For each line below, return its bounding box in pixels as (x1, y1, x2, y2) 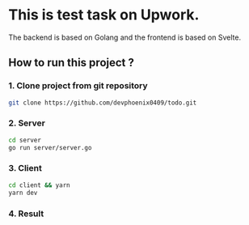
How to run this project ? (8, 56, 135, 70)
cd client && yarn (8, 180, 70, 189)
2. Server (8, 117, 46, 129)
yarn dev (8, 189, 38, 197)
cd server (8, 136, 42, 144)
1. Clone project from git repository (8, 80, 148, 91)
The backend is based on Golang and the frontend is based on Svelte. (8, 32, 241, 42)
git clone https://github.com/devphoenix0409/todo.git (8, 99, 197, 107)
